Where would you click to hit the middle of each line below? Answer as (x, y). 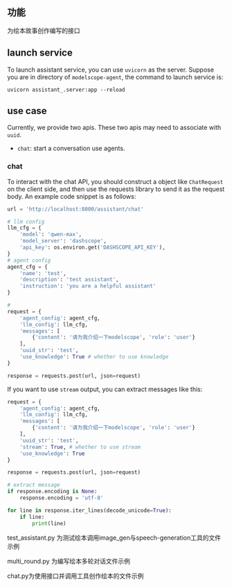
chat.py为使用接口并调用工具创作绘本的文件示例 (75, 576)
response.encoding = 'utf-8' (62, 498)
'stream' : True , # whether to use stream (80, 447)
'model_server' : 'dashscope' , (63, 241)
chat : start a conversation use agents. (71, 149)
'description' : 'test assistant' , (69, 280)
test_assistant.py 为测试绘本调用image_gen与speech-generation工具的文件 (114, 538)
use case (27, 111)
